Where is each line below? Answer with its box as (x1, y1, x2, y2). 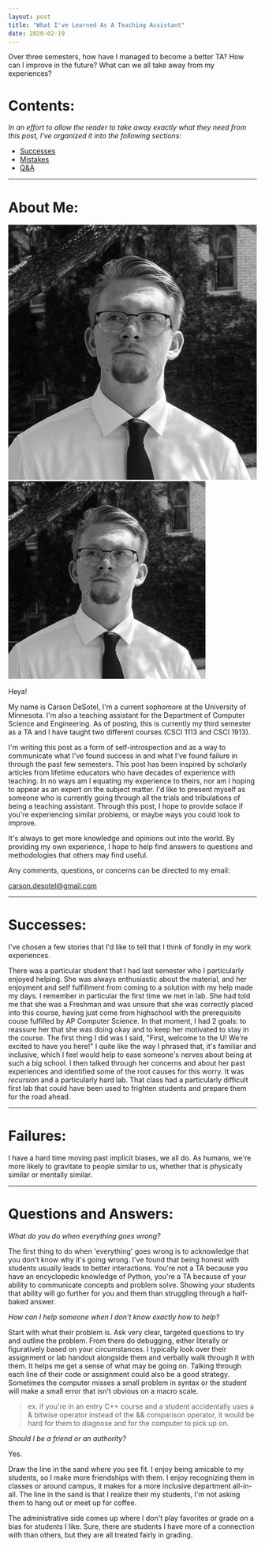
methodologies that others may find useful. (8, 850, 148, 859)
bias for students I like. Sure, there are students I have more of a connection (8, 1522, 255, 1531)
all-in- (232, 1481, 252, 1490)
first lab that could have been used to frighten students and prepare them (8, 1083, 247, 1092)
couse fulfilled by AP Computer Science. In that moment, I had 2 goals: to (8, 1016, 247, 1025)
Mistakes (19, 155, 50, 164)
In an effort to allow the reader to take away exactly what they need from (8, 123, 247, 132)
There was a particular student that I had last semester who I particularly (8, 965, 244, 975)
